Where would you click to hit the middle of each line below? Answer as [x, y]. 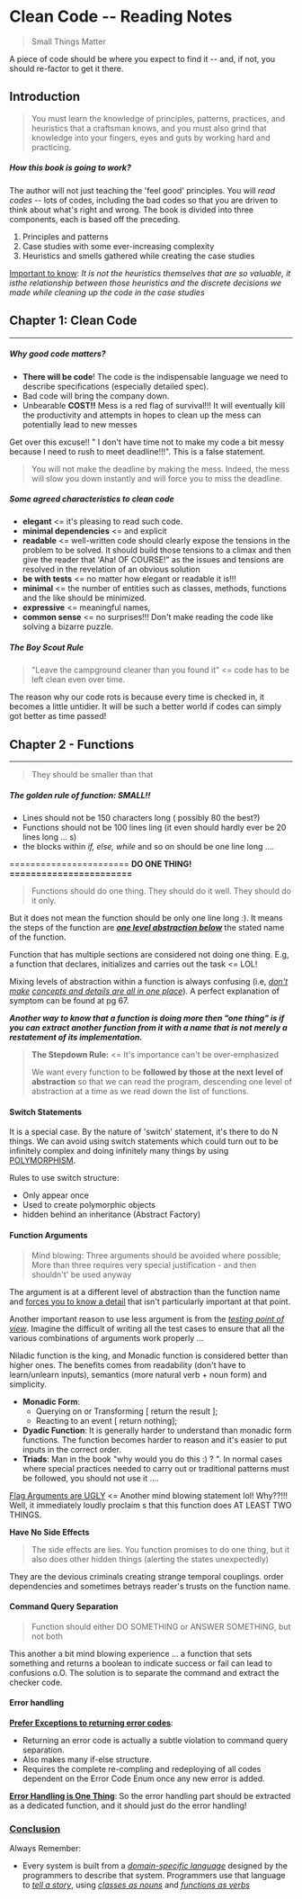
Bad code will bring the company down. [96, 396]
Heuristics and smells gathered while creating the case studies [138, 256]
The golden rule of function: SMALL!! [80, 795]
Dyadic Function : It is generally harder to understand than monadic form [157, 1430]
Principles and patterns [66, 237]
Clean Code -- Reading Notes [121, 17]
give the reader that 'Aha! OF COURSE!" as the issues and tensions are [153, 560]
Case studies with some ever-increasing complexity [118, 246]
